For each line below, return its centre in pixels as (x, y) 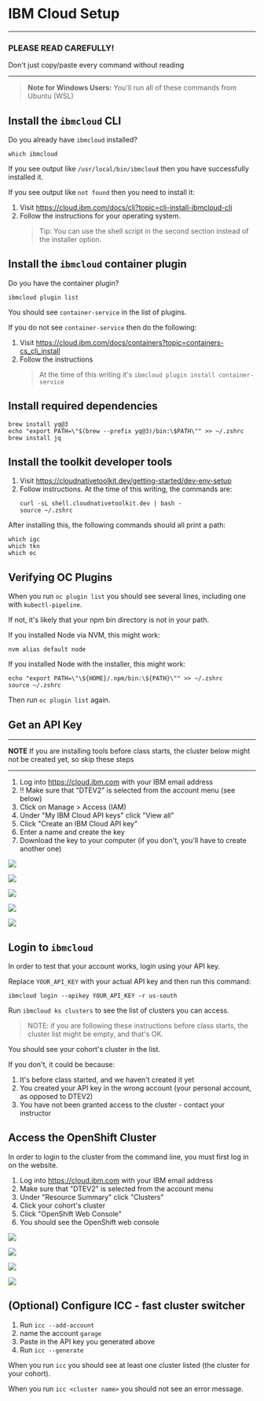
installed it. (26, 177)
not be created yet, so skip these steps (71, 759)
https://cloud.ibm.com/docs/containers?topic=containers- (130, 342)
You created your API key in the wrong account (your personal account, (135, 1088)
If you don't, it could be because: (62, 1064)
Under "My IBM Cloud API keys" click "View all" (97, 815)
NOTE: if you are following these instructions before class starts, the (138, 1025)
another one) (40, 849)
